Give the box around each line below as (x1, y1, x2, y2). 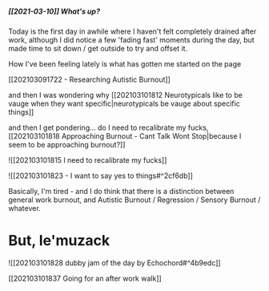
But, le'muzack (8, 232, 110, 250)
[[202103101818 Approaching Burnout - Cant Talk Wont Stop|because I (8, 131, 242, 140)
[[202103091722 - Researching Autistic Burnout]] (8, 75, 171, 84)
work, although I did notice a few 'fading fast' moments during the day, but (8, 34, 255, 44)
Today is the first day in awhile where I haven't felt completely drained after (8, 26, 257, 36)
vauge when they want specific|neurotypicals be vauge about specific (8, 99, 240, 108)
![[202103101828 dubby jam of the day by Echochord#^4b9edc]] (8, 257, 222, 268)
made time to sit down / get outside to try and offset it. (8, 43, 188, 53)
